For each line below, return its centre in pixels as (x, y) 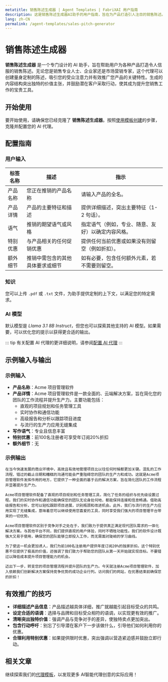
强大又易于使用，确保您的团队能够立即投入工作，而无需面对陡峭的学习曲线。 (72, 536)
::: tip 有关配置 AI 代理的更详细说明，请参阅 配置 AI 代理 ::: (64, 342)
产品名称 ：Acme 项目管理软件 (43, 387)
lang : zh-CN (17, 19)
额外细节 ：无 (25, 443)
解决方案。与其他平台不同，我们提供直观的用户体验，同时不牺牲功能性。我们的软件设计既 (83, 531)
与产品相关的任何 (47, 241)
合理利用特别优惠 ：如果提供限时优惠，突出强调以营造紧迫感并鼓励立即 (85, 638)
